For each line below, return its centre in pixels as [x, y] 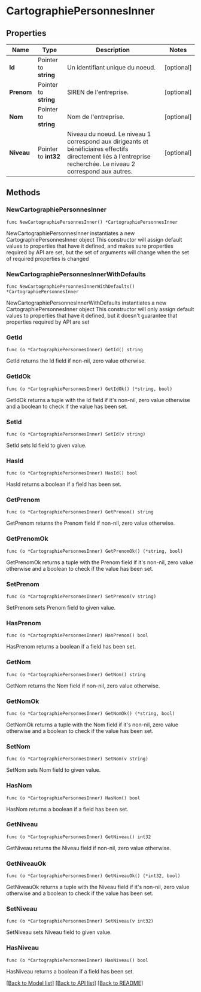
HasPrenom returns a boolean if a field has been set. [71, 647]
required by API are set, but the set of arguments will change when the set [98, 252]
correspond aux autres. [100, 171]
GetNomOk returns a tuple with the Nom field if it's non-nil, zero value [92, 725]
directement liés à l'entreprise [109, 156]
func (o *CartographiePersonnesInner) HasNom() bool [73, 798]
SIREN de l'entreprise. [98, 92]
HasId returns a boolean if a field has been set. [64, 484]
